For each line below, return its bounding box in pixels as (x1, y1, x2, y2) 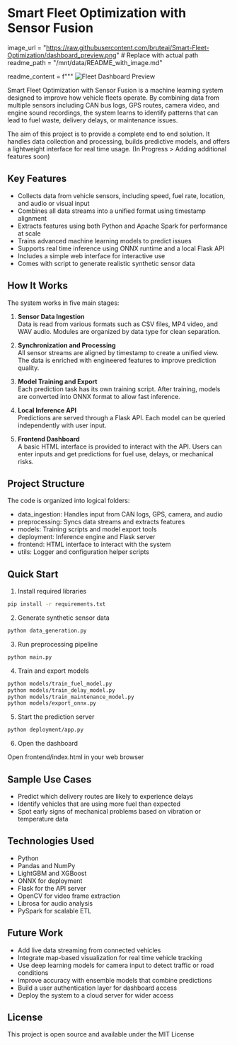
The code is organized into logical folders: (7, 497, 130, 505)
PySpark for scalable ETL (17, 906, 92, 915)
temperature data (17, 815, 69, 823)
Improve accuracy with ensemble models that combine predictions (17, 976, 212, 984)
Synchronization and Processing (17, 341, 116, 350)
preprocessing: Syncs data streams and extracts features (17, 518, 185, 526)
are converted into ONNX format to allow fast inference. (17, 392, 180, 400)
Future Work (7, 927, 64, 939)
